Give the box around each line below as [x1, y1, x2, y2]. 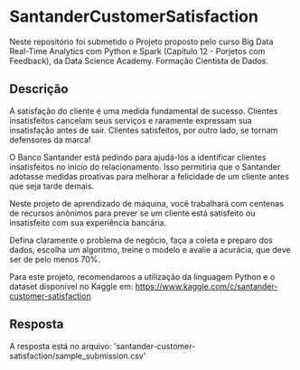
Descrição [9, 81, 69, 97]
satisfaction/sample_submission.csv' [9, 350, 146, 361]
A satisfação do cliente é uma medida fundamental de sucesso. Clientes [9, 106, 278, 116]
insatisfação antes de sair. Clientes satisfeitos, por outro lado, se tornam [9, 125, 278, 135]
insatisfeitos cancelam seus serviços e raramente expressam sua [9, 115, 253, 125]
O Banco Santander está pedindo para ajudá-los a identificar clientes [9, 152, 267, 162]
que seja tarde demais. [9, 180, 95, 191]
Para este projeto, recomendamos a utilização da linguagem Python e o [9, 271, 276, 282]
